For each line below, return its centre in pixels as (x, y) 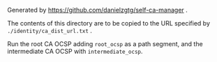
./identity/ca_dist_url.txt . (50, 31)
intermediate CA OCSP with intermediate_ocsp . (75, 51)
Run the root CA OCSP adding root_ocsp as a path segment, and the (105, 44)
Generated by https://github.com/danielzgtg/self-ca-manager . (98, 10)
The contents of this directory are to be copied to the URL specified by (109, 23)
